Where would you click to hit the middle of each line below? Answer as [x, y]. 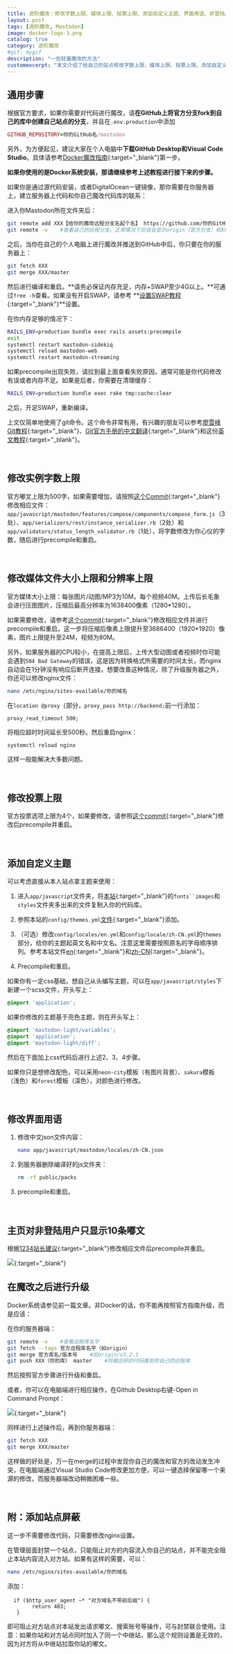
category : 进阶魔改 [33, 46]
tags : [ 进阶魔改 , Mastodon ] [46, 26]
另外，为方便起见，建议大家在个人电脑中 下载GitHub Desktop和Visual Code [115, 149]
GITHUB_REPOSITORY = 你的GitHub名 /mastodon [66, 135]
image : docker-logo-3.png [44, 33]
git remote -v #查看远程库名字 [53, 1342]
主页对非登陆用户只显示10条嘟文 [76, 1231]
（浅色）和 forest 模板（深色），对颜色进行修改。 [76, 1080]
